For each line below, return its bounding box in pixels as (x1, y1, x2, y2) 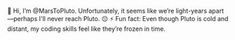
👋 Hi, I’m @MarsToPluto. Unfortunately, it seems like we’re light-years (7, 7, 208, 15)
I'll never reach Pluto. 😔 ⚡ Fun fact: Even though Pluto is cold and (39, 15, 229, 22)
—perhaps (7, 15, 38, 22)
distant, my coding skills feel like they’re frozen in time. (7, 25, 166, 33)
